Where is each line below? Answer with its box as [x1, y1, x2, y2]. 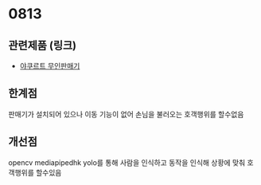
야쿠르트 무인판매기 [19, 61, 80, 70]
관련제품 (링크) [8, 38, 77, 52]
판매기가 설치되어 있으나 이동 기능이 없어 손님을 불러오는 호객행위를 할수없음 [8, 109, 244, 119]
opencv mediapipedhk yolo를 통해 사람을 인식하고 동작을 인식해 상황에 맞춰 [8, 157, 246, 167]
